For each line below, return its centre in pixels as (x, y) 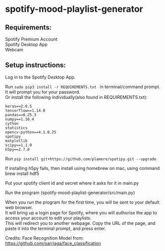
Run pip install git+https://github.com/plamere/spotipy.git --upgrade (81, 159)
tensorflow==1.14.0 (25, 110)
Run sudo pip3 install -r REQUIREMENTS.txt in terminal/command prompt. (83, 86)
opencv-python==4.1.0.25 (31, 132)
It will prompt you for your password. (43, 92)
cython (12, 124)
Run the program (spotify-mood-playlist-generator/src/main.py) (70, 192)
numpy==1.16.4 (20, 119)
